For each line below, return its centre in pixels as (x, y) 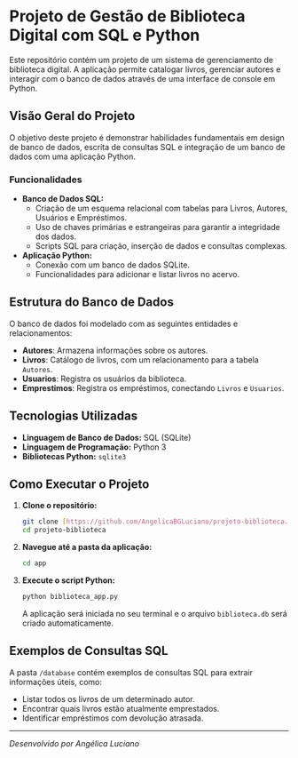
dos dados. (56, 236)
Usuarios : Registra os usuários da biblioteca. (104, 379)
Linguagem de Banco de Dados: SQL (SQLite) (106, 437)
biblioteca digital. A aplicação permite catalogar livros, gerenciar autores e (145, 69)
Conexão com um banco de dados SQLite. (113, 265)
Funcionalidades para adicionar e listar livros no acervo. (137, 275)
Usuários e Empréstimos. (81, 218)
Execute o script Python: (68, 580)
